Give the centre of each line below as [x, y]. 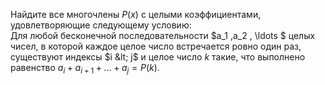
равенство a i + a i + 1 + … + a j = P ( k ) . [85, 69]
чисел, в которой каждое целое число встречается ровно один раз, [156, 46]
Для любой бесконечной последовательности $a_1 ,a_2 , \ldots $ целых [163, 35]
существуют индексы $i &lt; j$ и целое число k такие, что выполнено [158, 57]
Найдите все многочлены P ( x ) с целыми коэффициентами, [136, 14]
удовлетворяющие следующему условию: [101, 25]
